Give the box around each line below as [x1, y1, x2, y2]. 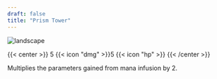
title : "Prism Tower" [7, 17, 71, 24]
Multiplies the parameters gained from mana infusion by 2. [7, 63, 178, 72]
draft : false [7, 10, 46, 18]
